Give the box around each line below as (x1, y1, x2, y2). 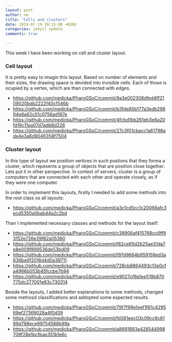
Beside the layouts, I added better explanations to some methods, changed (5, 289, 164, 295)
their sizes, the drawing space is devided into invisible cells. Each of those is (5, 80, 167, 86)
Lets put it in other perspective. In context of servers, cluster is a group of (5, 168, 161, 175)
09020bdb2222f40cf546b (12, 100, 69, 106)
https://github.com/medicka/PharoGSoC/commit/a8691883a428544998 (12, 326, 165, 332)
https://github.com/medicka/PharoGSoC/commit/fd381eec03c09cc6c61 (12, 315, 165, 321)
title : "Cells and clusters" (5, 17, 68, 22)
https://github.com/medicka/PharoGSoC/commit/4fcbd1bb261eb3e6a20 (12, 117, 165, 123)
